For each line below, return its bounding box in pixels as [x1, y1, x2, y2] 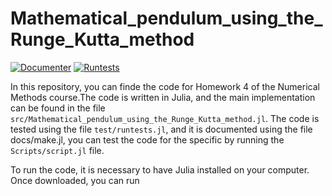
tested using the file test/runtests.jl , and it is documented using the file [10, 123, 313, 135]
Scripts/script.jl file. [10, 144, 105, 156]
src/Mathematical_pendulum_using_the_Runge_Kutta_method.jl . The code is [10, 112, 320, 124]
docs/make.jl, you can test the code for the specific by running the [10, 133, 285, 146]
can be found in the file [10, 102, 106, 114]
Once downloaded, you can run [10, 174, 140, 186]
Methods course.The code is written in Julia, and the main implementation [10, 91, 316, 103]
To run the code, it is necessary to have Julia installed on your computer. [10, 163, 310, 176]
